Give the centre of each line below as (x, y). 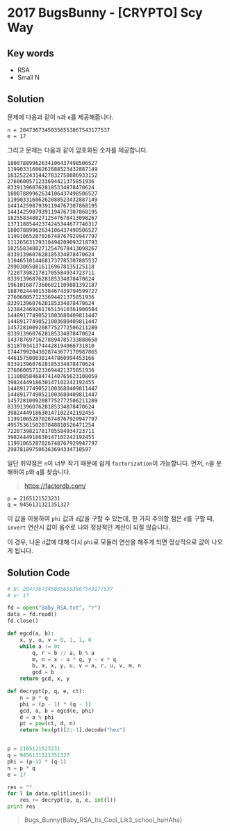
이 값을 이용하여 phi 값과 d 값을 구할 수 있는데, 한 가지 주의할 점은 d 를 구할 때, (111, 518)
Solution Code (39, 573)
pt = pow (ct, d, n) (48, 724)
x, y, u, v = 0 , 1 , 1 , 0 (56, 640)
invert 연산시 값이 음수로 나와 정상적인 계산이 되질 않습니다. (89, 527)
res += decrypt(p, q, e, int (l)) (68, 800)
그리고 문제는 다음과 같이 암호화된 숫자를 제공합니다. (77, 150)
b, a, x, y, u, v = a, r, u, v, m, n (87, 666)
